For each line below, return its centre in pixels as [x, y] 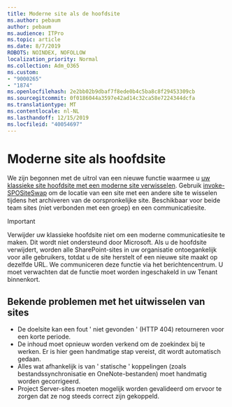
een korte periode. [44, 337]
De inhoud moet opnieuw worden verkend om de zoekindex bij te [111, 344]
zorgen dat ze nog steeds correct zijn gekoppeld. [88, 397]
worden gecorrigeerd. [49, 381]
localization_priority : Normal [53, 59]
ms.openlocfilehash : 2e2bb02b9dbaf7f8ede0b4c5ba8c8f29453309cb [101, 92]
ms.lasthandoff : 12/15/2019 [48, 117]
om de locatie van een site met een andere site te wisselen [133, 193]
